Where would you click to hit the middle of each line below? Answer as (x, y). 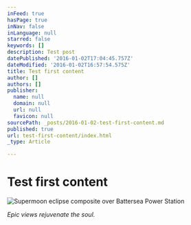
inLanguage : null (32, 33)
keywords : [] (26, 46)
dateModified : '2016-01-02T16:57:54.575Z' (69, 65)
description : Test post (41, 52)
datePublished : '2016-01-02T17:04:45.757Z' (70, 59)
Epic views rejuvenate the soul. (51, 215)
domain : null (32, 104)
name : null (29, 97)
